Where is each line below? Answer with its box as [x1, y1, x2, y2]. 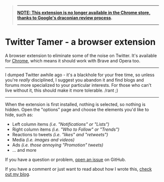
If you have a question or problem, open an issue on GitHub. [5, 157, 126, 162]
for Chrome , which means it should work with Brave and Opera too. [5, 58, 141, 63]
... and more [12, 147, 37, 153]
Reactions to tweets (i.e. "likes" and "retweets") [12, 131, 108, 137]
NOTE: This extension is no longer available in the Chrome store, [17, 10, 151, 15]
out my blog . [5, 171, 31, 177]
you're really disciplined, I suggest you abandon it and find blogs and [5, 77, 144, 83]
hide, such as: [5, 112, 33, 118]
